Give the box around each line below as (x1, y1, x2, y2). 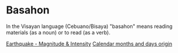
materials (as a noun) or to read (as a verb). (6, 29, 111, 36)
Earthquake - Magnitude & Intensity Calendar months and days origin (6, 40, 172, 47)
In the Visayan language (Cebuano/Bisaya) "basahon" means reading (6, 23, 173, 30)
